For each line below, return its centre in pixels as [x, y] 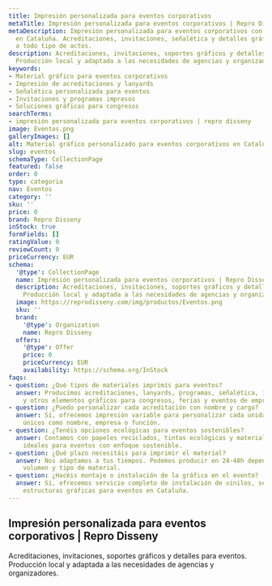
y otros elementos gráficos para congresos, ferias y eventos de [136, 400]
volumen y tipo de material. [72, 468]
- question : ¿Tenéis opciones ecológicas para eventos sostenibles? [126, 430]
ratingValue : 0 [34, 242]
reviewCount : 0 [34, 250]
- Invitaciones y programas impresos [72, 99]
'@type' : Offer [49, 348]
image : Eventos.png [41, 129]
